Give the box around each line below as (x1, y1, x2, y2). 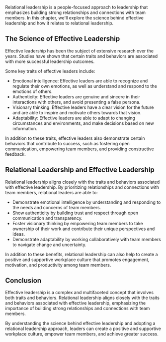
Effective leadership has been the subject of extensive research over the (5, 47, 154, 54)
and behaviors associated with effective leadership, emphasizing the (5, 300, 146, 306)
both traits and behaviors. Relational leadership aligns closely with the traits (5, 295, 160, 301)
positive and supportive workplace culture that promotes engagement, (5, 257, 150, 263)
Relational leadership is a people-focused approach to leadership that (5, 4, 148, 10)
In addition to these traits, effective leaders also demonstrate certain (5, 135, 145, 141)
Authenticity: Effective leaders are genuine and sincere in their (12, 93, 140, 99)
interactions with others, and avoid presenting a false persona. (12, 99, 141, 105)
